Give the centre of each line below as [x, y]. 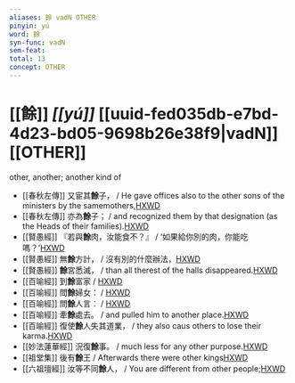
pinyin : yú [29, 26]
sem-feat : [28, 51]
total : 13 [28, 59]
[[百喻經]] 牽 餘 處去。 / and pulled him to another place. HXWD [135, 314]
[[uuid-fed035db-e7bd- [188, 114]
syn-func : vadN [37, 42]
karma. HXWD [47, 336]
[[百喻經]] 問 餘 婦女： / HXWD [76, 292]
